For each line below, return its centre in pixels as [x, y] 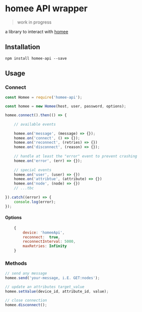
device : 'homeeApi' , [44, 233]
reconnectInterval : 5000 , [49, 242]
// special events [33, 170]
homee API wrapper [46, 9]
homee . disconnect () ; [26, 305]
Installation [23, 47]
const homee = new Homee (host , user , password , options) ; [66, 106]
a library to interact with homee [37, 31]
